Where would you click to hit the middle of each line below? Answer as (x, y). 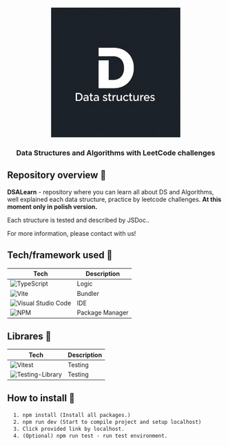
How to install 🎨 (41, 398)
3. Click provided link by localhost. (69, 429)
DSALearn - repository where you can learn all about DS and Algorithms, (111, 192)
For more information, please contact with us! (72, 233)
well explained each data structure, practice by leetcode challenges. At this (114, 199)
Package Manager (103, 313)
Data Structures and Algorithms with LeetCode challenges (116, 153)
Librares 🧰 (29, 336)
